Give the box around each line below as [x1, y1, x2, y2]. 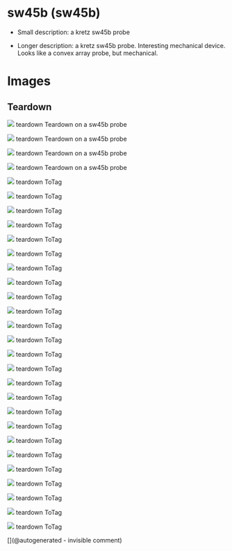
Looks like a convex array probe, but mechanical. [17, 49, 158, 57]
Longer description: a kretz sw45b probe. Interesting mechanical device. [17, 41, 226, 49]
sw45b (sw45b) [7, 5, 101, 21]
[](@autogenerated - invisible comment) [7, 536, 123, 544]
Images [7, 73, 51, 89]
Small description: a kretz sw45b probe [17, 28, 131, 36]
